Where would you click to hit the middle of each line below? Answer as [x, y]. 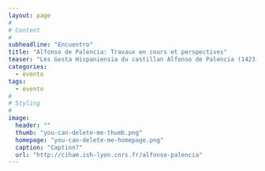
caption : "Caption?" [49, 147]
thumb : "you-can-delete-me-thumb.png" [79, 132]
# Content [24, 30]
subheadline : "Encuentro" [50, 45]
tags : [17, 81]
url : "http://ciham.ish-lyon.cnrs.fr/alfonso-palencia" [109, 154]
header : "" [33, 125]
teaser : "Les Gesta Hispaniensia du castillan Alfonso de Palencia [121, 60]
